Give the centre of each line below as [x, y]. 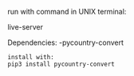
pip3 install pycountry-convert [61, 64]
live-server [26, 27]
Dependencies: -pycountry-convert [66, 42]
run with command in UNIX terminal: [67, 12]
